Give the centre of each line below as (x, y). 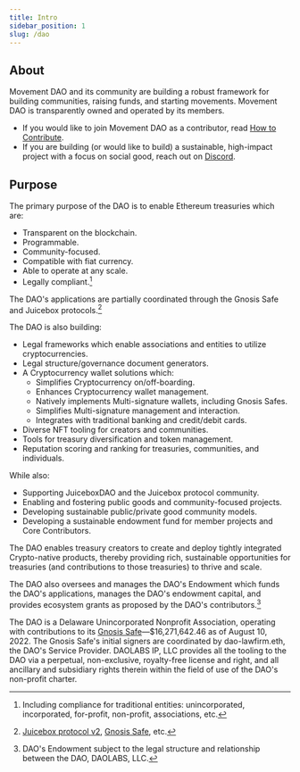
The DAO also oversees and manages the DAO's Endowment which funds (145, 585)
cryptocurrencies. (55, 354)
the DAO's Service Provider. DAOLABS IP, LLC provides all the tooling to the (148, 650)
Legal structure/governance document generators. (116, 363)
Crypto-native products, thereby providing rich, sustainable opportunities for (150, 558)
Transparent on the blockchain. (79, 232)
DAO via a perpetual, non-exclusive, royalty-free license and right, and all (144, 660)
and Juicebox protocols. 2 (56, 309)
